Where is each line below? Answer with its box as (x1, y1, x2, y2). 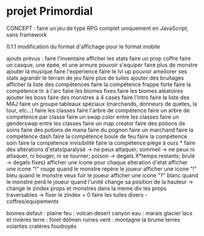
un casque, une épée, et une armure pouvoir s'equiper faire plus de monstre (6, 61, 198, 68)
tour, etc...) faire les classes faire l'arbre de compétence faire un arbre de (6, 106, 190, 114)
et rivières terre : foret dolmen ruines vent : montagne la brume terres (6, 216, 181, 223)
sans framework (6, 31, 47, 38)
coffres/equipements (6, 197, 59, 205)
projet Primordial (6, 4, 93, 18)
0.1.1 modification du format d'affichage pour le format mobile (6, 43, 160, 50)
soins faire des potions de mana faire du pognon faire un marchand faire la (6, 126, 194, 133)
